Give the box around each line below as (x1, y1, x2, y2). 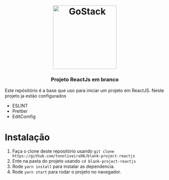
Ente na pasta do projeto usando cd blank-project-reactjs (12, 158, 137, 164)
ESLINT (12, 103, 28, 109)
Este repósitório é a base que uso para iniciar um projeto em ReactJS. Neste (5, 87, 164, 94)
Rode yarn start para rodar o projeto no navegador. (12, 169, 121, 175)
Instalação (5, 131, 50, 143)
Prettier (12, 108, 28, 114)
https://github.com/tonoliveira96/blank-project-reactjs (12, 154, 136, 159)
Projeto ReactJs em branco (51, 76, 119, 83)
